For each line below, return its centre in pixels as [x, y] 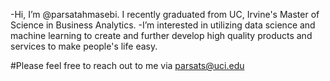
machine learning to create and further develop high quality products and [161, 35]
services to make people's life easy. [84, 46]
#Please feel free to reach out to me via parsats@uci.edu [127, 65]
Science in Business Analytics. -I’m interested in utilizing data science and [163, 25]
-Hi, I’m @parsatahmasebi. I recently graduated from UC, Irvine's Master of [165, 14]
